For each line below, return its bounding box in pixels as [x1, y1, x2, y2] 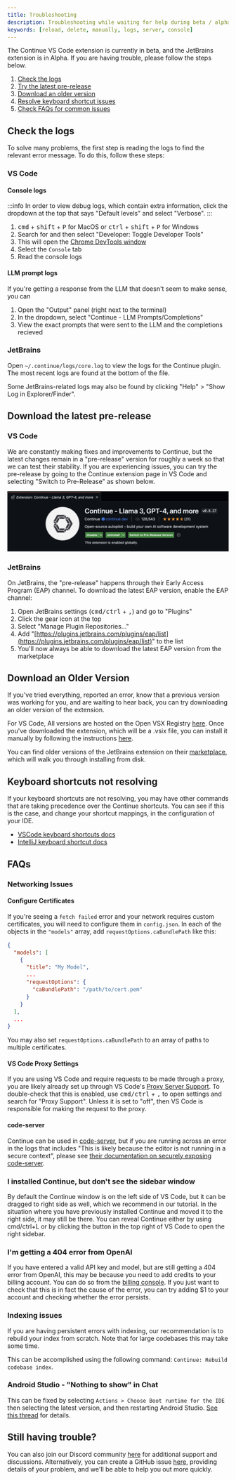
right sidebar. [7, 1229, 46, 1238]
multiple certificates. [7, 1043, 67, 1052]
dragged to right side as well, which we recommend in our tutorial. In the [7, 1200, 218, 1208]
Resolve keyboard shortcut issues [17, 97, 116, 105]
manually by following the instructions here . [7, 734, 133, 742]
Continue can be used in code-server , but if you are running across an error [7, 1137, 227, 1145]
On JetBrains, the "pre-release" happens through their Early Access [7, 578, 204, 587]
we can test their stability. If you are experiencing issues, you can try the [7, 462, 218, 471]
